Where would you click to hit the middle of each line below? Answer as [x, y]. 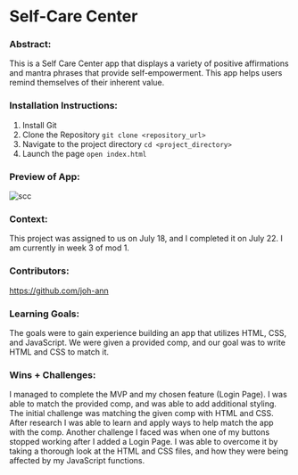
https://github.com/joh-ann [59, 291]
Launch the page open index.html [84, 153]
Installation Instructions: [64, 106]
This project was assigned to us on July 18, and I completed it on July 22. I [146, 239]
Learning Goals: [45, 314]
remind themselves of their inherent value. [87, 83]
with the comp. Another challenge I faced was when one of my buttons [140, 432]
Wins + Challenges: [53, 374]
